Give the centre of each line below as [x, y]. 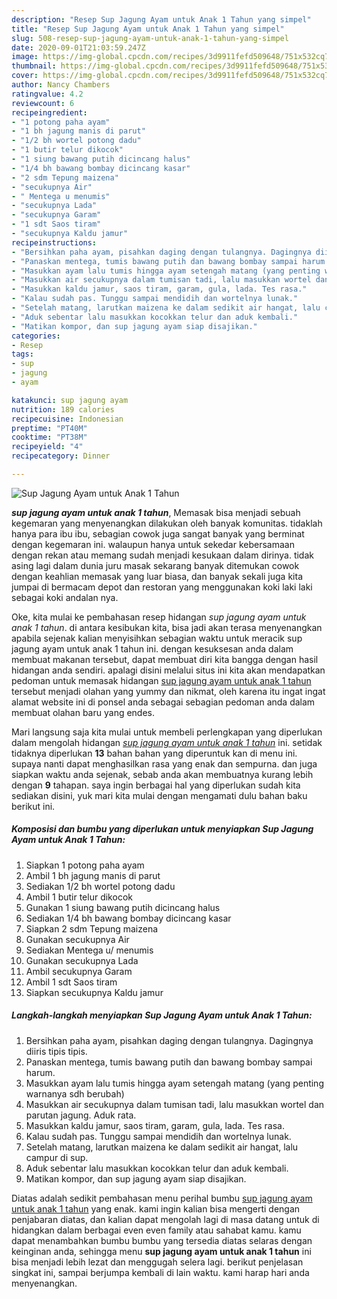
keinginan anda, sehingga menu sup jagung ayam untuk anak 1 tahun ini [161, 1251]
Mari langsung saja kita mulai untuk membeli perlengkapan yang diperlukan [167, 732]
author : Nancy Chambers [61, 85]
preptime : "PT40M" [49, 428]
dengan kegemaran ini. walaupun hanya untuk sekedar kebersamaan [153, 544]
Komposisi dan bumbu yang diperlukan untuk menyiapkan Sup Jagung [162, 829]
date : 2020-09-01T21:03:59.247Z [78, 47]
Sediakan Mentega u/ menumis [89, 950]
